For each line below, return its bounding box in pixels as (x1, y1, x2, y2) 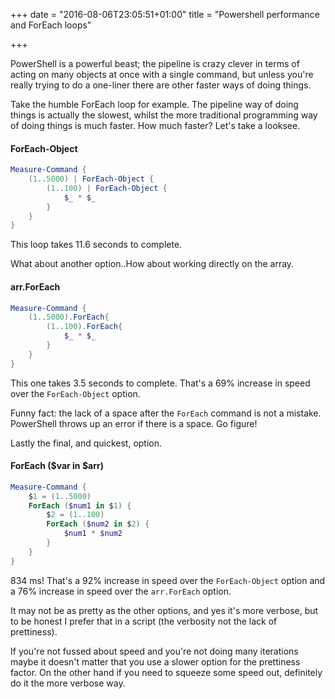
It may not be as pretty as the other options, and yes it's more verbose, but (10, 604, 319, 616)
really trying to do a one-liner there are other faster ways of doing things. (10, 79, 312, 91)
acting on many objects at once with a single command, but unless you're (10, 69, 314, 80)
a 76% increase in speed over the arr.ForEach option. (10, 585, 232, 597)
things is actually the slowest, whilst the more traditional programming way (10, 109, 318, 121)
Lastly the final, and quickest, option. (10, 437, 163, 449)
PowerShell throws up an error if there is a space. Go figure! (10, 417, 258, 429)
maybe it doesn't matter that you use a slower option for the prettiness (10, 655, 301, 668)
